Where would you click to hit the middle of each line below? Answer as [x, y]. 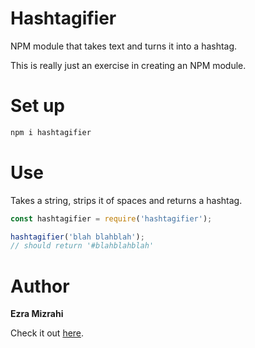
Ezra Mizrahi [37, 314]
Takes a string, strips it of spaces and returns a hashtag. [126, 200]
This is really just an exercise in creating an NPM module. [128, 65]
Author [40, 286]
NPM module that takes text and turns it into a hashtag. [124, 46]
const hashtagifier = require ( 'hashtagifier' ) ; [111, 218]
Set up [37, 106]
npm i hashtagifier [51, 132]
